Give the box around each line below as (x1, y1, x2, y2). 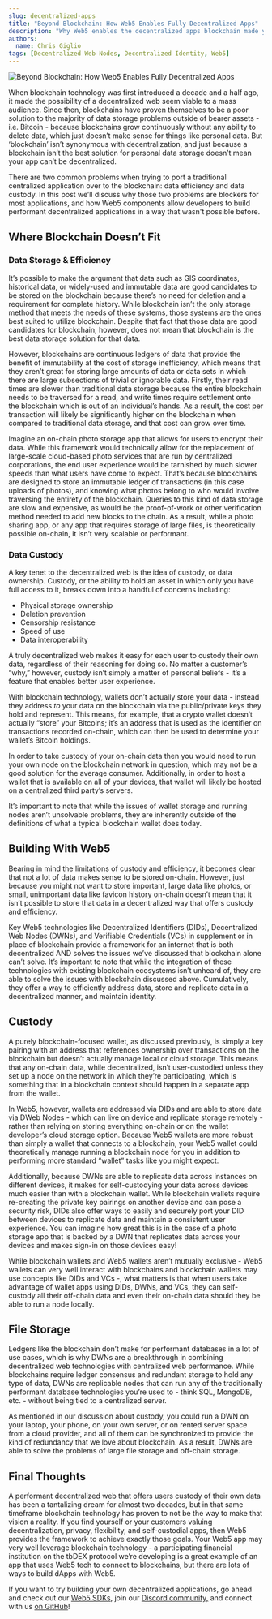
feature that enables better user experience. (8, 676, 155, 686)
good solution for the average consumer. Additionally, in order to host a (8, 768, 246, 777)
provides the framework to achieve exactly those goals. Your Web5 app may (8, 1535, 263, 1544)
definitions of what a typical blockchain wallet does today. (8, 818, 202, 828)
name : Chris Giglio (15, 42, 82, 50)
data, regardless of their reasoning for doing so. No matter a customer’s (8, 659, 248, 669)
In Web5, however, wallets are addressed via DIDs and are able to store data (8, 1104, 263, 1113)
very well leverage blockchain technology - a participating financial (8, 1543, 232, 1552)
